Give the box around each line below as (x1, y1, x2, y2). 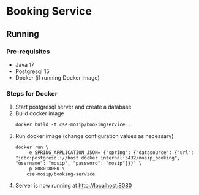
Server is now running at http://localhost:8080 (15, 182, 132, 189)
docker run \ (15, 144, 49, 151)
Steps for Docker (6, 89, 58, 97)
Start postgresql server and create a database (15, 103, 132, 111)
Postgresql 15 (15, 67, 50, 75)
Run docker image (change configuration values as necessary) (15, 132, 174, 140)
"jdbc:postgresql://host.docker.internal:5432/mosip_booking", (15, 155, 181, 161)
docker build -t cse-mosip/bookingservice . (15, 121, 131, 128)
